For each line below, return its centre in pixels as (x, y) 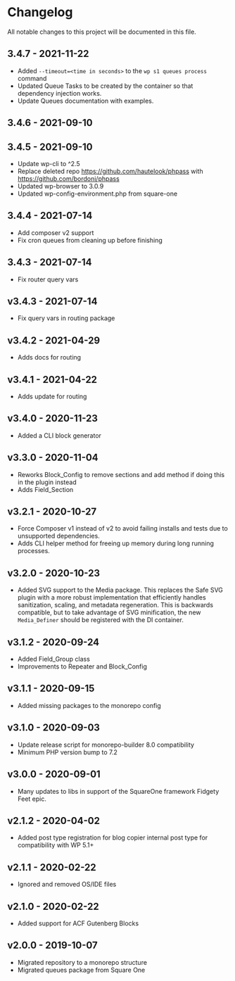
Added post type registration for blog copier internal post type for (113, 837)
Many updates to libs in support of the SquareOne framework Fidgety (118, 791)
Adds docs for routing (49, 357)
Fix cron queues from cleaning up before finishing (90, 240)
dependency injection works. (59, 93)
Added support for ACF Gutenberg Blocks (78, 923)
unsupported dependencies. (58, 536)
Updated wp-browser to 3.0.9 (61, 186)
